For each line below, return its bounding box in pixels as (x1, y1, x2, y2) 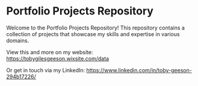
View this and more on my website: (6, 48, 93, 55)
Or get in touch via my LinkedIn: (6, 66, 85, 73)
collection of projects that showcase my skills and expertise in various (6, 30, 180, 37)
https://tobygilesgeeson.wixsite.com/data (6, 55, 110, 62)
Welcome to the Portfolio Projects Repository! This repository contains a (6, 24, 185, 31)
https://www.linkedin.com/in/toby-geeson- (86, 66, 193, 73)
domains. (6, 37, 29, 44)
